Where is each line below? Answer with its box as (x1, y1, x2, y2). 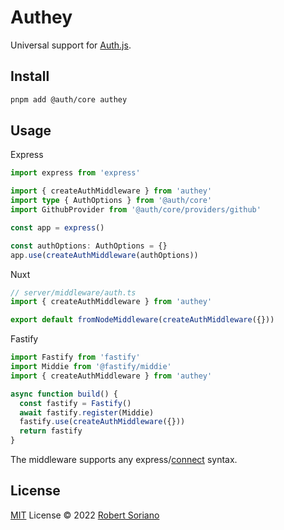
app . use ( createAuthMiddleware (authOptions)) (10, 250, 199, 260)
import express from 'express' (10, 168, 141, 178)
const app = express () (10, 222, 105, 233)
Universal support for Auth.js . (10, 39, 132, 51)
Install (10, 68, 50, 85)
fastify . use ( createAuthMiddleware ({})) (19, 417, 186, 427)
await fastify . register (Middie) (19, 407, 155, 418)
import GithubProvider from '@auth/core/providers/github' (10, 205, 262, 215)
